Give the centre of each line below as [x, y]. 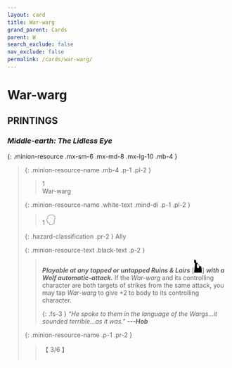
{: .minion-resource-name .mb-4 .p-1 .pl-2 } [88, 170]
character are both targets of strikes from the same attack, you [133, 285]
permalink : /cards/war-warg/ [50, 60]
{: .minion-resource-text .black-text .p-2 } [85, 250]
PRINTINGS [33, 121]
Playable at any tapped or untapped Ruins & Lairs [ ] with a [133, 270]
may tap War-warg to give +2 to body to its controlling [121, 293]
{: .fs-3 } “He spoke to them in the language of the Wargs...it [130, 314]
